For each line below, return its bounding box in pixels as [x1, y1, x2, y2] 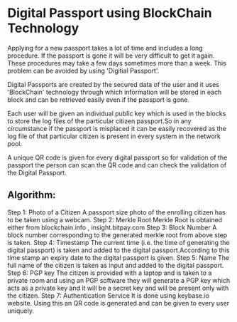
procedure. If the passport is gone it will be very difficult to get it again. [7, 51, 215, 60]
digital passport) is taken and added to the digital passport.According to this [7, 246, 230, 254]
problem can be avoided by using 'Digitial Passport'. [7, 66, 160, 75]
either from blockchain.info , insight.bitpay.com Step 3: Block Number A [7, 223, 217, 232]
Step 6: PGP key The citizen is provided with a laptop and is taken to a [7, 269, 212, 277]
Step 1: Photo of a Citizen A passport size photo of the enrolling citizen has [7, 208, 226, 217]
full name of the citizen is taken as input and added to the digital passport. [7, 261, 224, 269]
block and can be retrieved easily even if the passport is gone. [7, 95, 190, 104]
